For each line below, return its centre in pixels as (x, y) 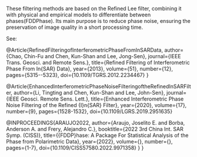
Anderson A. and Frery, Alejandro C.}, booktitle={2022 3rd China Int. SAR (95, 129)
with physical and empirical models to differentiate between (79, 15)
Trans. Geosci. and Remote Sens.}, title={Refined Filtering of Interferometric (98, 62)
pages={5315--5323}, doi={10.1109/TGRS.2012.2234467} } (77, 75)
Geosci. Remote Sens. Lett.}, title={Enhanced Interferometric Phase (102, 99)
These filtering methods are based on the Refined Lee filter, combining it (94, 9)
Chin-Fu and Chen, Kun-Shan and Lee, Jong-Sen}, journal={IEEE (102, 56)
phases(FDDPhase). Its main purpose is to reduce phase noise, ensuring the (98, 21)
